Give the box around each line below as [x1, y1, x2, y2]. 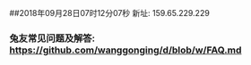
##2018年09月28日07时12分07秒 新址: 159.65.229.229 [9, 8, 211, 18]
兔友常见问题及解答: [9, 32, 96, 45]
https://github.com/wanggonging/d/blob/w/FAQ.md [9, 44, 242, 56]
